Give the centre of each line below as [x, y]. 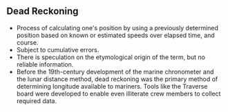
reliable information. [45, 64]
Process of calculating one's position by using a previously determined [117, 27]
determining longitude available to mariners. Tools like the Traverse [112, 86]
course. [27, 42]
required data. [36, 101]
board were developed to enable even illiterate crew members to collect [118, 93]
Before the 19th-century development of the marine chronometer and [115, 71]
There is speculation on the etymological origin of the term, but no [111, 57]
